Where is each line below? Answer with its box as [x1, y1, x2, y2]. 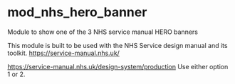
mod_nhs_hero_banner [7, 4, 147, 20]
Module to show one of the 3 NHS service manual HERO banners [7, 28, 198, 36]
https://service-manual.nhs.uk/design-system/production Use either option [7, 62, 229, 71]
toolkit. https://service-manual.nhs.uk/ [7, 49, 120, 57]
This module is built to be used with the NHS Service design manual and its [7, 41, 228, 49]
